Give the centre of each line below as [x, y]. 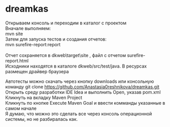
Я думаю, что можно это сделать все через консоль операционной [79, 114]
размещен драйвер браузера [37, 71]
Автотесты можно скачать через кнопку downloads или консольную [80, 81]
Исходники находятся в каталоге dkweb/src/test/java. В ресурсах [76, 66]
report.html [17, 60]
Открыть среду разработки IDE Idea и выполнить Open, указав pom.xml [83, 92]
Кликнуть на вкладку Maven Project [44, 98]
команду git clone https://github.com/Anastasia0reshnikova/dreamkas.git [82, 86]
